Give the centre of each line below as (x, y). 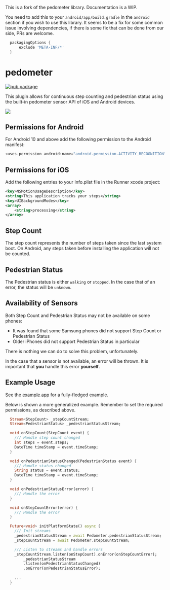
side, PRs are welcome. (30, 33)
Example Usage (30, 383)
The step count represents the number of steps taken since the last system (83, 243)
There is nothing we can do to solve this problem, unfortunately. (72, 351)
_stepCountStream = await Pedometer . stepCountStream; (72, 540)
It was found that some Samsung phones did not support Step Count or (87, 331)
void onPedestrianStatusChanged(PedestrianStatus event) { (73, 461)
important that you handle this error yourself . (53, 366)
